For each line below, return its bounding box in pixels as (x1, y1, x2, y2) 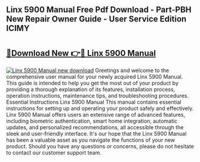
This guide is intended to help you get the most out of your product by (6, 80, 179, 86)
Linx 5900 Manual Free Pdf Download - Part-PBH (6, 5, 192, 15)
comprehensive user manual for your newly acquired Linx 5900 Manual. (6, 73, 183, 80)
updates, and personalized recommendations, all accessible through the (6, 124, 184, 130)
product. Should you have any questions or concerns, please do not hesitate (6, 143, 194, 149)
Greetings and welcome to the (95, 67, 170, 74)
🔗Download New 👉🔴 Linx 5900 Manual (6, 48, 156, 58)
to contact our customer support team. (6, 149, 101, 156)
